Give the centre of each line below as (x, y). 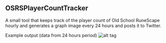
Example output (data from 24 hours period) (51, 35)
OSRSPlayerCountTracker (47, 8)
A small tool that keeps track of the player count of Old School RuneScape (82, 20)
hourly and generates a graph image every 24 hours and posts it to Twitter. (83, 25)
